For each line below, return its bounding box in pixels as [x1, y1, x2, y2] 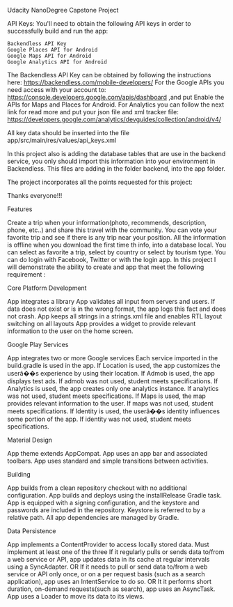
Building [7, 470, 31, 478]
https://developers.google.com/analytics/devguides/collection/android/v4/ [7, 115, 221, 123]
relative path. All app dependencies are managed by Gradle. [7, 514, 179, 521]
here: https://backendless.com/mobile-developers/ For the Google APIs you [7, 78, 225, 86]
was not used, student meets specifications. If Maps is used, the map [7, 392, 207, 400]
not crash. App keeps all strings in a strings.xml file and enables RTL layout [7, 312, 223, 320]
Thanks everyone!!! [7, 192, 63, 199]
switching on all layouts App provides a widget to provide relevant [7, 320, 196, 328]
